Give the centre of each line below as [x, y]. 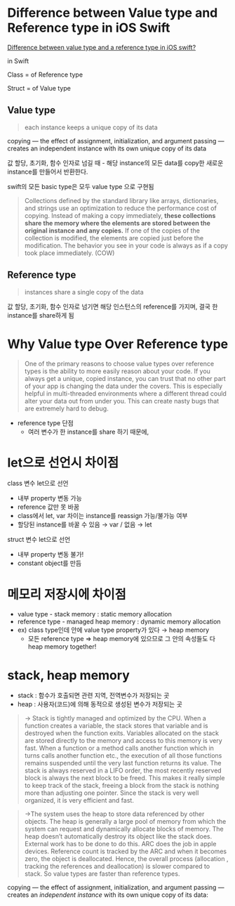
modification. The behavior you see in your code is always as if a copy [126, 245]
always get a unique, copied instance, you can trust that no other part [125, 378]
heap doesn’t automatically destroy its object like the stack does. [118, 836]
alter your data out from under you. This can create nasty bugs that [122, 401]
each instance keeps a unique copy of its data [91, 127]
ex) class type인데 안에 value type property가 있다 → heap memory [113, 630]
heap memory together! [62, 647]
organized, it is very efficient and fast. [79, 801]
